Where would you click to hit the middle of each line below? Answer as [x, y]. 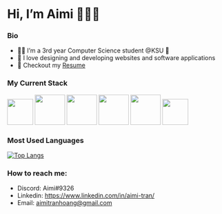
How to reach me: [37, 173]
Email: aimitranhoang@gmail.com [64, 203]
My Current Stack [37, 84]
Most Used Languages [46, 140]
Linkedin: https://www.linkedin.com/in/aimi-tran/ [86, 195]
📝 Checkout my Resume [51, 66]
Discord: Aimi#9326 [46, 188]
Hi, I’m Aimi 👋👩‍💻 [54, 14]
